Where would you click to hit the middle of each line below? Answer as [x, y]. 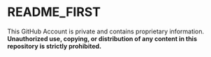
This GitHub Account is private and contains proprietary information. [106, 31]
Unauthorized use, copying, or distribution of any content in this [102, 38]
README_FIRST [54, 12]
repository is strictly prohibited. [54, 46]
